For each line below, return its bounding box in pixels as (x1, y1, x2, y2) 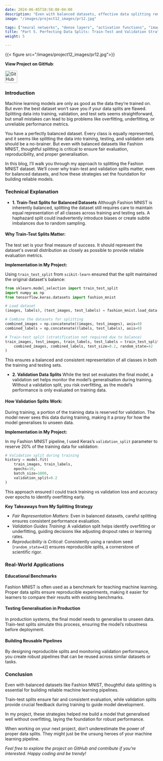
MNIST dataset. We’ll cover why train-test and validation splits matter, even (5, 166, 155, 172)
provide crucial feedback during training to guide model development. (5, 702, 145, 708)
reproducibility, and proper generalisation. (5, 151, 89, 157)
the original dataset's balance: (5, 276, 65, 282)
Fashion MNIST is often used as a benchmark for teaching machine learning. (5, 584, 158, 590)
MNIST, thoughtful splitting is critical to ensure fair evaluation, (5, 146, 129, 152)
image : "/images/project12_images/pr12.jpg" (5, 16, 97, 21)
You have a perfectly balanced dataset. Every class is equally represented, (5, 131, 154, 137)
